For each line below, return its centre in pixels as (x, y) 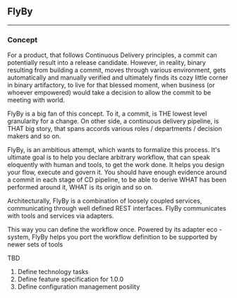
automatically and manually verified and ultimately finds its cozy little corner (118, 77)
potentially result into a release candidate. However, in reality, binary (107, 63)
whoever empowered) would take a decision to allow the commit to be (109, 93)
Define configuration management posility (79, 287)
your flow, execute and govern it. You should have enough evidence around (117, 173)
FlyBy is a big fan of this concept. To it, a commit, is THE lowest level (107, 114)
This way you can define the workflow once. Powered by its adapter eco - (115, 230)
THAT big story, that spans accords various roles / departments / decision (115, 129)
